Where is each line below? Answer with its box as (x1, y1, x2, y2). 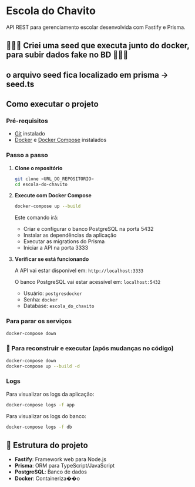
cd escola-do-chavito (14, 181, 68, 187)
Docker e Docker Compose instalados (14, 137, 107, 144)
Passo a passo (6, 151, 48, 160)
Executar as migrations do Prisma (23, 238, 105, 245)
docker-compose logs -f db (6, 424, 72, 430)
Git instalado (14, 130, 45, 137)
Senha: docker (23, 296, 58, 303)
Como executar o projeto (6, 99, 99, 110)
